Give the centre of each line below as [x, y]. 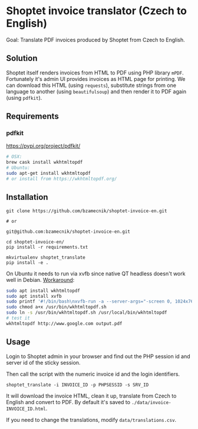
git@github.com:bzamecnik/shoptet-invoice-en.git [68, 232]
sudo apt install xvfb [34, 296]
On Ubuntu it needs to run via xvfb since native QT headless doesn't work [96, 274]
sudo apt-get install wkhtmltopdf [49, 173]
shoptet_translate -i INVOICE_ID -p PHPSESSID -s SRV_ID [77, 385]
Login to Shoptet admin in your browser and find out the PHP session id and [98, 356]
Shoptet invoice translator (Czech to [97, 11]
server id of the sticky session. [43, 362]
